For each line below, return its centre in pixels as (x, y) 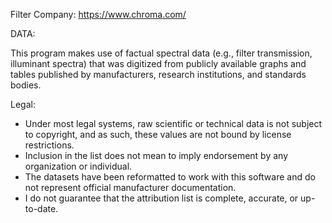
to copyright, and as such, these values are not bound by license (158, 134)
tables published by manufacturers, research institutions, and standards (158, 74)
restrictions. (49, 145)
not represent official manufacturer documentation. (130, 187)
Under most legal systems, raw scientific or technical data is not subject (173, 123)
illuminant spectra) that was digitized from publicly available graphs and (158, 63)
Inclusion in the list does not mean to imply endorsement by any (156, 155)
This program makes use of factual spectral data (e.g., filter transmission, (161, 53)
